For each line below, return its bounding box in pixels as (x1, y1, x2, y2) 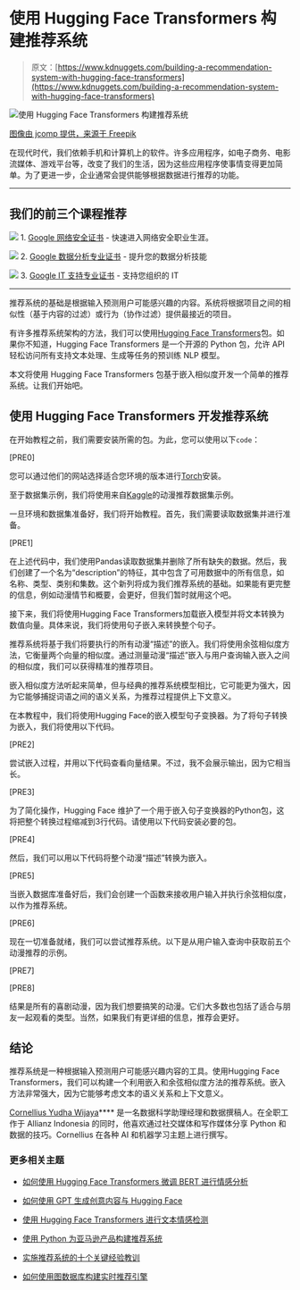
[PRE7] (9, 965, 35, 976)
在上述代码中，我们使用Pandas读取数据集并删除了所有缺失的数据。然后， (9, 556, 279, 566)
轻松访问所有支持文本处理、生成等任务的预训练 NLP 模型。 (9, 349, 225, 360)
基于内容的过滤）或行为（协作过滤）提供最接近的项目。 (32, 308, 237, 319)
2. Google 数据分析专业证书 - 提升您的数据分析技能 (20, 251, 208, 262)
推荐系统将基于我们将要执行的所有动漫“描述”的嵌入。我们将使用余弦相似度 (9, 638, 283, 649)
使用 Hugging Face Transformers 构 (9, 8, 277, 29)
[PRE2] (9, 739, 36, 750)
